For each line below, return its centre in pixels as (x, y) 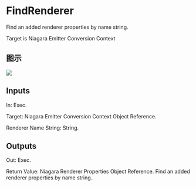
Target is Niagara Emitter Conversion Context (61, 38)
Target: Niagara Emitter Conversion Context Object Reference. (81, 116)
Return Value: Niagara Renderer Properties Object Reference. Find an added (98, 172)
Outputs (21, 146)
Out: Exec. (18, 160)
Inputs (18, 91)
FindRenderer (40, 11)
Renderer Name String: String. (43, 128)
